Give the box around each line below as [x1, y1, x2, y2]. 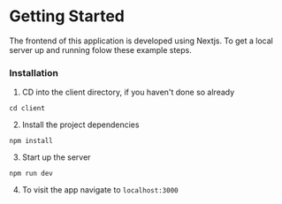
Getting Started [9, 6, 126, 26]
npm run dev [9, 170, 53, 178]
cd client [9, 104, 46, 113]
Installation [9, 66, 59, 79]
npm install [9, 137, 53, 146]
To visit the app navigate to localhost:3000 [21, 185, 179, 195]
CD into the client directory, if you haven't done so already [21, 87, 235, 98]
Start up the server [21, 152, 91, 162]
